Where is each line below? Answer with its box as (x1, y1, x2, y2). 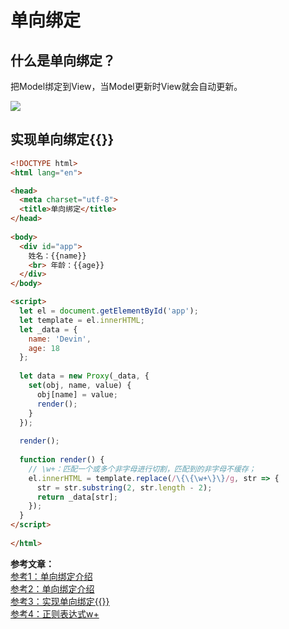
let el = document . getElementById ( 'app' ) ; (19, 306, 199, 316)
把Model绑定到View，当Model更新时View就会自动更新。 (10, 81, 243, 92)
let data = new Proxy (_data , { (19, 371, 150, 381)
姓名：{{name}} (28, 251, 87, 261)
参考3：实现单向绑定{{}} (10, 595, 110, 607)
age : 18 (28, 343, 60, 353)
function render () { (19, 455, 105, 465)
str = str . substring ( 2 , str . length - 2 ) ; (36, 482, 213, 493)
